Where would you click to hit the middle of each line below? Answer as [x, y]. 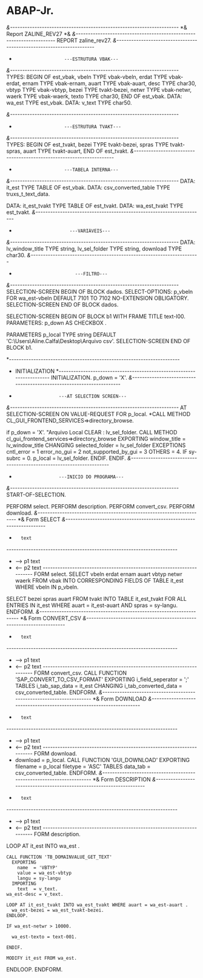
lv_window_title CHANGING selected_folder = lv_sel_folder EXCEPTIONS [96, 445]
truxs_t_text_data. [28, 194]
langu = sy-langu [39, 878]
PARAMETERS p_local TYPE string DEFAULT [61, 335]
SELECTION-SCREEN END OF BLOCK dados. [62, 304]
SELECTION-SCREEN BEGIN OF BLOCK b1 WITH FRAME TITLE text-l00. [96, 316]
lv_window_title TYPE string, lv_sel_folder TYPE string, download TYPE [94, 248]
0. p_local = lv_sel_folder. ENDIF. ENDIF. [76, 458]
